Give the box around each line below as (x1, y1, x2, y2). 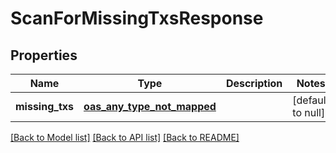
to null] (292, 106, 326, 119)
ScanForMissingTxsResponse (10, 7, 264, 30)
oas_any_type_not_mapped (83, 100, 217, 113)
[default (292, 93, 330, 107)
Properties (10, 47, 78, 64)
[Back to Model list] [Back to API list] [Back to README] (10, 132, 240, 143)
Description (225, 77, 283, 90)
